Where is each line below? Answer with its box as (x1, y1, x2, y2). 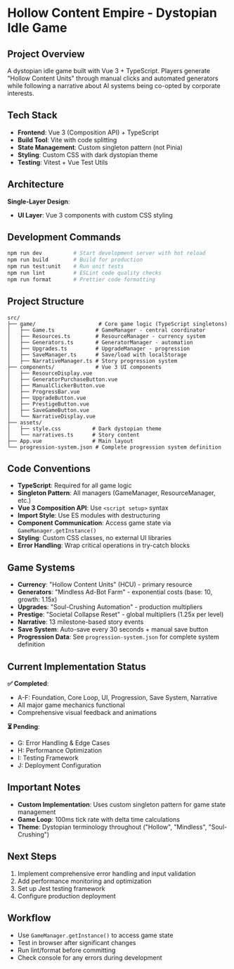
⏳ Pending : (7, 723, 40, 731)
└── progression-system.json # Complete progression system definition (7, 444, 221, 451)
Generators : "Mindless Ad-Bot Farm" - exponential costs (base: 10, (17, 588, 213, 596)
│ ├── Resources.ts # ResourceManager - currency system (7, 332, 206, 339)
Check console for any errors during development (17, 953, 163, 962)
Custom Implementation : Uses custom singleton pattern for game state (17, 800, 226, 808)
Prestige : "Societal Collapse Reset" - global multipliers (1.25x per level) (17, 611, 224, 619)
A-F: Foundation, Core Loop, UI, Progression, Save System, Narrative (17, 694, 218, 702)
